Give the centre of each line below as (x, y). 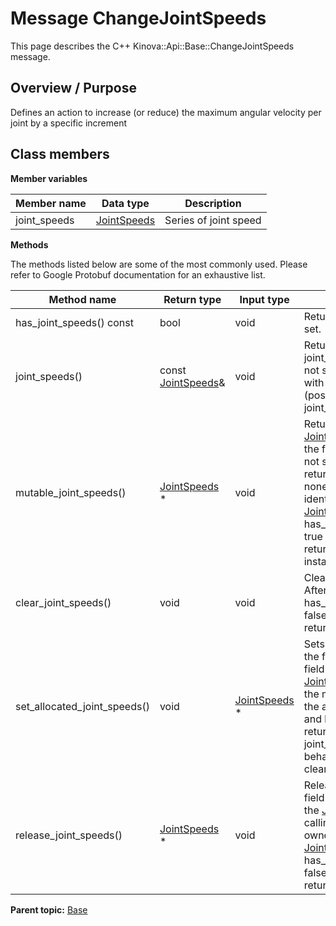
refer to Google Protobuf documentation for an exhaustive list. (138, 274)
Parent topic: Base (49, 909)
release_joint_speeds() (69, 835)
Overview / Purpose (74, 88)
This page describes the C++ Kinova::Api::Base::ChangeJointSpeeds (152, 46)
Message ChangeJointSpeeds (138, 18)
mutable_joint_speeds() (71, 492)
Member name (51, 203)
